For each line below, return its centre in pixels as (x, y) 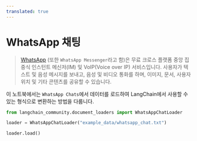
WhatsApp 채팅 (44, 42)
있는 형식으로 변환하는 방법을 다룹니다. (50, 101)
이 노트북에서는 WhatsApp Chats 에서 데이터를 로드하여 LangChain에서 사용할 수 (97, 94)
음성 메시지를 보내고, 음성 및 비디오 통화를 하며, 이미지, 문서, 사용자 (114, 74)
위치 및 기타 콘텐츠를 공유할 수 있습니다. (66, 81)
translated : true (27, 11)
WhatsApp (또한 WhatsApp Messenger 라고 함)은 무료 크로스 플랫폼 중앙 (102, 60)
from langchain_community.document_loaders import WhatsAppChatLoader (94, 112)
